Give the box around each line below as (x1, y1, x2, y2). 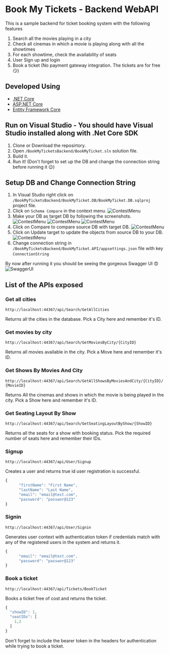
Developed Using (5, 82, 61, 91)
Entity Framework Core (12, 106, 61, 112)
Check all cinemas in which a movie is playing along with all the (12, 40, 145, 46)
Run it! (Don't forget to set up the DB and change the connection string (12, 158, 160, 165)
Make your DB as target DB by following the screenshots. (12, 213, 132, 219)
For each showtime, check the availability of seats (12, 52, 117, 58)
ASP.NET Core (12, 101, 43, 107)
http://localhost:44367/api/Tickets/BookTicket (5, 586, 107, 591)
